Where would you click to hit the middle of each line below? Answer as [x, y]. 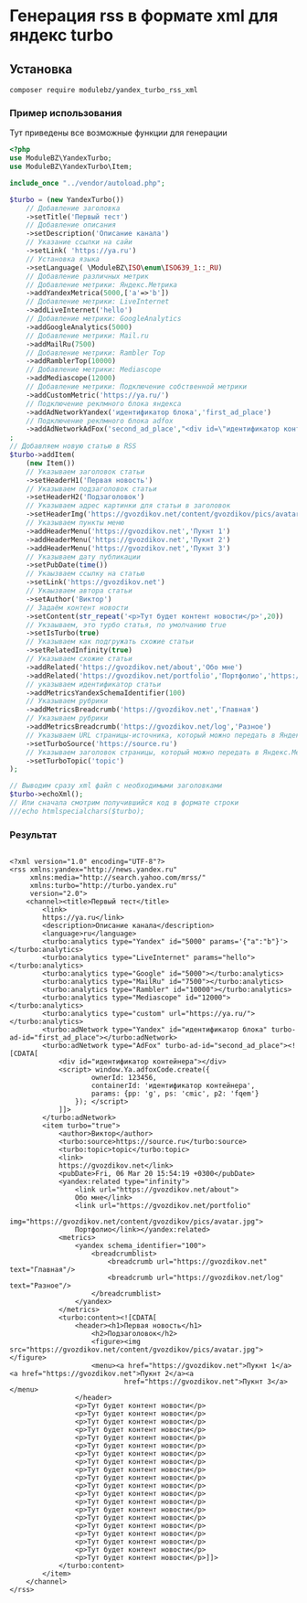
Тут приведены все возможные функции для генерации [119, 133]
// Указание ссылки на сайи [79, 242]
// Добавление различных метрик [87, 276]
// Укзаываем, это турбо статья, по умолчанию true [126, 625]
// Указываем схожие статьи [79, 659]
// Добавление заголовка [73, 208]
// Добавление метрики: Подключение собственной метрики [137, 387]
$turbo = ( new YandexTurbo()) [67, 199]
